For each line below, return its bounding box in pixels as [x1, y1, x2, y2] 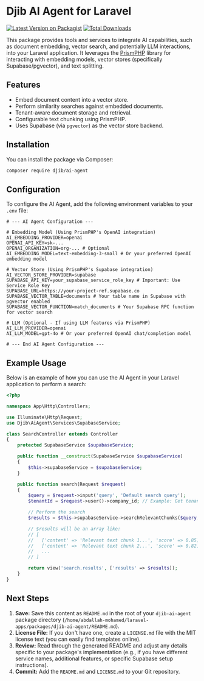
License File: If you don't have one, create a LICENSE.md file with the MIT [15, 629, 196, 636]
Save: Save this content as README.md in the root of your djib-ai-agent [15, 609, 191, 616]
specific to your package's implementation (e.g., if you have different [15, 648, 188, 655]
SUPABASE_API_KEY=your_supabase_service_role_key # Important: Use [6, 277, 181, 284]
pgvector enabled [6, 298, 50, 305]
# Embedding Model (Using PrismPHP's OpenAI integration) [6, 230, 156, 236]
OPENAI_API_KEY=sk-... [6, 240, 64, 246]
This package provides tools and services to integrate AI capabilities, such [6, 36, 192, 43]
